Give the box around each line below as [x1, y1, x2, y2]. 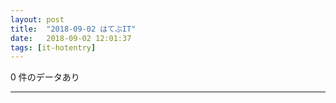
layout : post [10, 14, 65, 25]
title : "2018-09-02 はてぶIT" [10, 24, 137, 34]
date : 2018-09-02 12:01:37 [10, 33, 132, 43]
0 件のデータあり [10, 71, 80, 83]
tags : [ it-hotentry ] [10, 42, 97, 53]
